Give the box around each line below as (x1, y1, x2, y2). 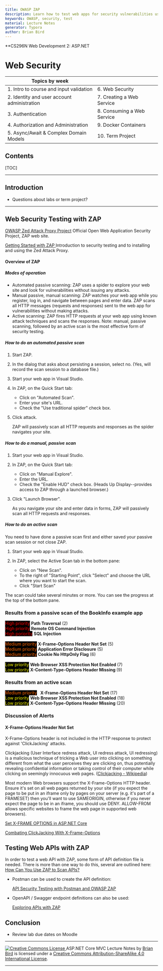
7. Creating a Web (97, 93, 139, 100)
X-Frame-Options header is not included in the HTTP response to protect (5, 735, 151, 741)
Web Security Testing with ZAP (5, 215, 102, 223)
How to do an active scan (5, 521, 57, 527)
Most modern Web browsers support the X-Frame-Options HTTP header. (5, 780, 151, 786)
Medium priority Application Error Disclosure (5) (5, 646, 103, 652)
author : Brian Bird (5, 30, 45, 34)
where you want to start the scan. (19, 577, 87, 583)
